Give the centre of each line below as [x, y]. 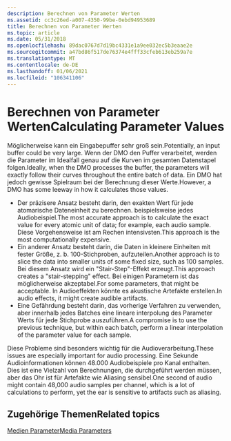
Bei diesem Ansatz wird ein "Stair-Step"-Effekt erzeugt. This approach [116, 269]
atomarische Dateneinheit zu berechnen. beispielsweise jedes [105, 210]
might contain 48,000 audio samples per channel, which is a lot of [101, 385]
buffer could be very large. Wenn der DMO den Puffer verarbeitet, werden [112, 153]
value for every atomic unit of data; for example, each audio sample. [114, 225]
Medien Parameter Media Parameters [59, 431]
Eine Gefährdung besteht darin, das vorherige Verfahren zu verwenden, [119, 306]
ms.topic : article [33, 33]
